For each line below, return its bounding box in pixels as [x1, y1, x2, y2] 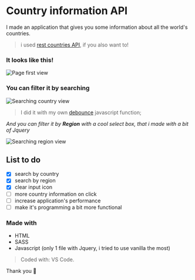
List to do [6, 155, 41, 165]
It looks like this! [6, 56, 54, 64]
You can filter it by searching [6, 84, 90, 92]
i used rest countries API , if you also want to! [20, 41, 129, 48]
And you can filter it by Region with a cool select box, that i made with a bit [6, 120, 189, 127]
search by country [14, 171, 59, 178]
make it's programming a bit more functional [14, 204, 122, 211]
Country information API [6, 4, 128, 18]
